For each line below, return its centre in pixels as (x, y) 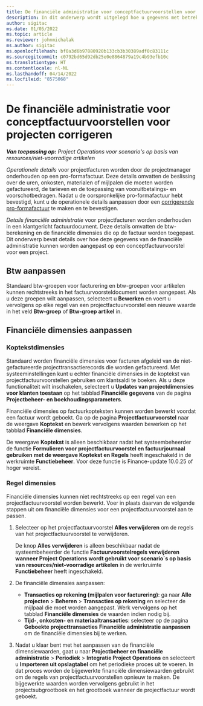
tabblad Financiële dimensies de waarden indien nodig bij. (97, 614)
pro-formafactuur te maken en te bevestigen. (63, 209)
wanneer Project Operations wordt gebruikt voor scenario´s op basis (103, 558)
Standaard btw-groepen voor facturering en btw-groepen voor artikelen (96, 285)
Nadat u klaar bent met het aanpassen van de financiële (85, 645)
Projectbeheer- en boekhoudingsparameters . (64, 399)
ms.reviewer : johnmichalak (40, 40)
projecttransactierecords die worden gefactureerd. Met (111, 367)
